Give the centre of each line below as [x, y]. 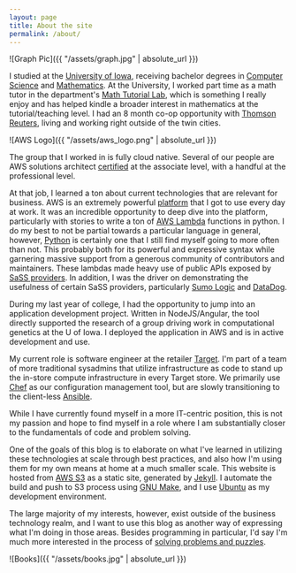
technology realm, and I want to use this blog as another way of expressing [146, 523]
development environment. [58, 497]
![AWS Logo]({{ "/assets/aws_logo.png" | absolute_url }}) [113, 140]
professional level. [42, 176]
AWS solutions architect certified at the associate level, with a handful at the [148, 167]
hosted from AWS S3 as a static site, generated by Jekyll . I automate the [140, 477]
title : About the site [51, 26]
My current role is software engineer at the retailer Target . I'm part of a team [148, 359]
